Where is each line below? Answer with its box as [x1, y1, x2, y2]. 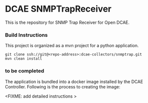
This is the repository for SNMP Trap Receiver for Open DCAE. [5, 19, 130, 25]
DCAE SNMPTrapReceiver [5, 3, 112, 15]
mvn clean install [5, 56, 42, 61]
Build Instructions [5, 32, 48, 38]
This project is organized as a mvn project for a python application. [5, 43, 139, 49]
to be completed [5, 68, 45, 74]
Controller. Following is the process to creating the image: [5, 84, 120, 89]
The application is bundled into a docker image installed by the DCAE [5, 79, 143, 85]
